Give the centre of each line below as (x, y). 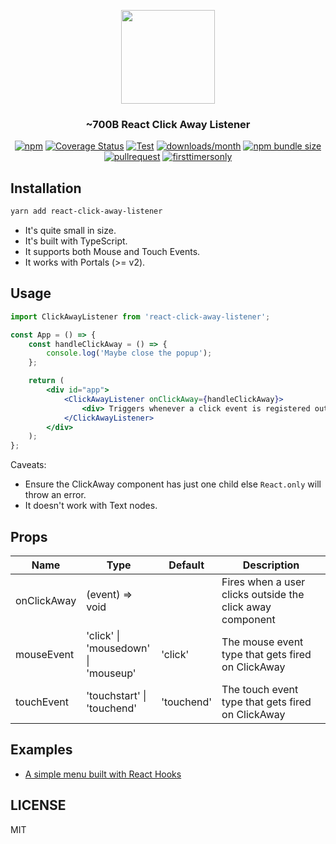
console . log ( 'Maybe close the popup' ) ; (129, 353)
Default (186, 565)
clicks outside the (263, 594)
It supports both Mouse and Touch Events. (112, 251)
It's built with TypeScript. (76, 241)
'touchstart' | (116, 695)
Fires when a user (263, 582)
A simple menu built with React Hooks (103, 774)
